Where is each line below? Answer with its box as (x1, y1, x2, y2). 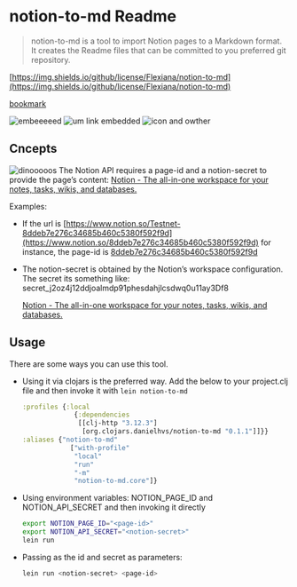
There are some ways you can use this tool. (9, 358, 168, 369)
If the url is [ (21, 218, 66, 228)
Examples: (9, 201, 47, 211)
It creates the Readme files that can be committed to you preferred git (30, 44, 286, 55)
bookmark (9, 98, 47, 108)
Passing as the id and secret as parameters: (21, 551, 184, 562)
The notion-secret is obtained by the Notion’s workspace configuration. (21, 264, 284, 274)
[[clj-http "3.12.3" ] (78, 419, 158, 428)
